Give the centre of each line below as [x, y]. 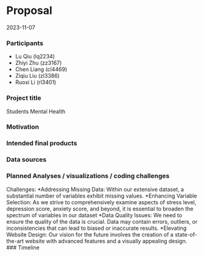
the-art [15, 241]
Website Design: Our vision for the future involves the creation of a [90, 234]
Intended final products [42, 144]
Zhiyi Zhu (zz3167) [38, 63]
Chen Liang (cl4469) [41, 69]
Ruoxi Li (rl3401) [36, 82]
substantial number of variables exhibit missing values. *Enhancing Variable [102, 196]
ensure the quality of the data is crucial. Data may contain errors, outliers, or [102, 221]
